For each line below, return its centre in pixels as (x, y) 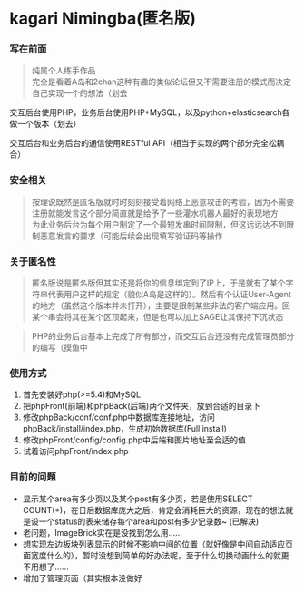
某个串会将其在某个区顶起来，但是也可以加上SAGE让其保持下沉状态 (157, 317)
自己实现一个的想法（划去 (79, 93)
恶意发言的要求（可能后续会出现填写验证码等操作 (131, 236)
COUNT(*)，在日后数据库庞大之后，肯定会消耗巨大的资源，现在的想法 (154, 510)
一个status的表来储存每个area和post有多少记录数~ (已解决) (149, 521)
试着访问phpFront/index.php (75, 451)
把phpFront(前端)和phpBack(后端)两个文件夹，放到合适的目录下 (141, 406)
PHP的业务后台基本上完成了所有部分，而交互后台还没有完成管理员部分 (163, 336)
